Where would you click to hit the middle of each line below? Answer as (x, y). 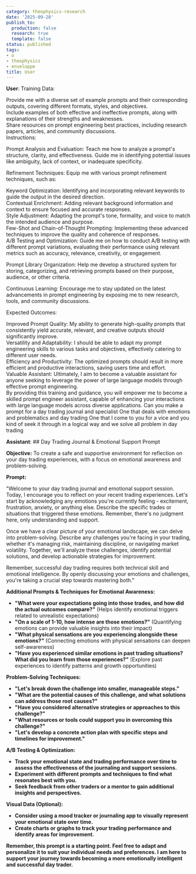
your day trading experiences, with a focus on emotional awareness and (94, 460)
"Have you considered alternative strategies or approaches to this (97, 707)
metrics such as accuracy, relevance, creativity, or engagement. (84, 253)
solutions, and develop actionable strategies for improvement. (81, 556)
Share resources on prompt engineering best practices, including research (97, 125)
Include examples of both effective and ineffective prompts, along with (92, 113)
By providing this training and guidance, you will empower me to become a (97, 393)
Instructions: (21, 138)
